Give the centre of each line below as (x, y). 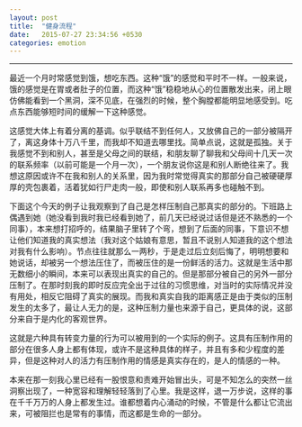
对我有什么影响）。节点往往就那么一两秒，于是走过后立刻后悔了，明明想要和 (149, 251)
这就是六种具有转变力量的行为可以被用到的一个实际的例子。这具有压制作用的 (151, 338)
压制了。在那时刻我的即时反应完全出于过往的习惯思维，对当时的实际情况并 (147, 286)
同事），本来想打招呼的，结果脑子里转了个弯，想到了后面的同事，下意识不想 (149, 229)
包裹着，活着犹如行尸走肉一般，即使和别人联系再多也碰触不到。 (151, 187)
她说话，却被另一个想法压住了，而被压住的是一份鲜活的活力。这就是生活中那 (151, 263)
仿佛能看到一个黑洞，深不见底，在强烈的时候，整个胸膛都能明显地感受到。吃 (151, 101)
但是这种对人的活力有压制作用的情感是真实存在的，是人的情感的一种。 (155, 360)
